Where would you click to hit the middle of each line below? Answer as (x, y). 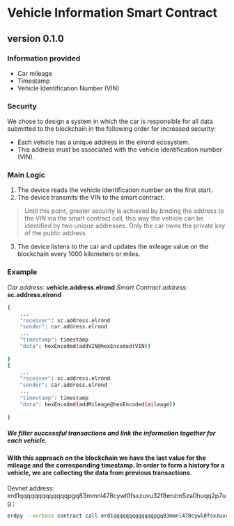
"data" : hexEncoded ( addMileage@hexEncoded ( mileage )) (98, 404)
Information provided (44, 58)
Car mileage (35, 73)
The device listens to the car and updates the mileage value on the (113, 247)
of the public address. (56, 233)
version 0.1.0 (36, 39)
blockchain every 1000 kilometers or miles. (79, 254)
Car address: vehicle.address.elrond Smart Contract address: (97, 287)
